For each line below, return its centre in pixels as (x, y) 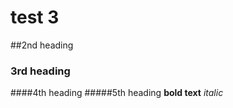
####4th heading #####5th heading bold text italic (117, 93)
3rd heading (40, 71)
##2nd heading (42, 45)
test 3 (35, 17)
